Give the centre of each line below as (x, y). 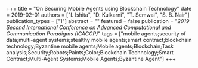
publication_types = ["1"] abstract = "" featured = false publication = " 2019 (98, 21)
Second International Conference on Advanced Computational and (89, 27)
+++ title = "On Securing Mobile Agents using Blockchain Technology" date (99, 9)
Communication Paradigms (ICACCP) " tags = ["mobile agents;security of (96, 34)
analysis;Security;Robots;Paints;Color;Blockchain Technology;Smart (90, 52)
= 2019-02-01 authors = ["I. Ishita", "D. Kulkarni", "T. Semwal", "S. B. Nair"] (98, 15)
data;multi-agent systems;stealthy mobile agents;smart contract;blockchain (99, 40)
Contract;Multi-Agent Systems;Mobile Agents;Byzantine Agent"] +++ (91, 59)
